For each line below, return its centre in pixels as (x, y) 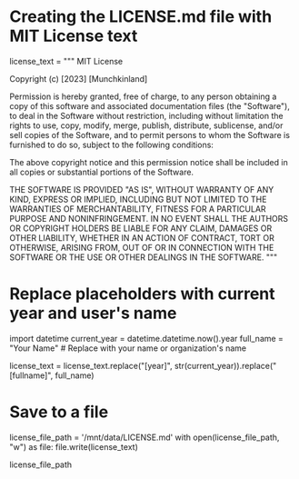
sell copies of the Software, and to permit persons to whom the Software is (150, 135)
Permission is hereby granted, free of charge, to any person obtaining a (143, 96)
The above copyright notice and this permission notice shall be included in (149, 162)
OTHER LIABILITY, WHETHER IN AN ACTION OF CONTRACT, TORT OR (142, 237)
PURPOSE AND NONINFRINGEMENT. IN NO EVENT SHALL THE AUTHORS (149, 218)
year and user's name (93, 313)
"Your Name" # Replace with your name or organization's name (128, 348)
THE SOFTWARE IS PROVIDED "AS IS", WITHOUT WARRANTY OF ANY (142, 189)
